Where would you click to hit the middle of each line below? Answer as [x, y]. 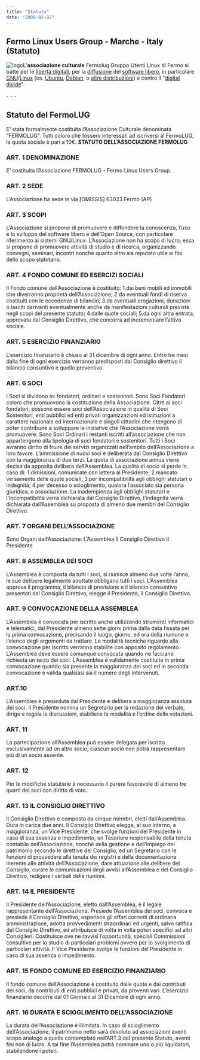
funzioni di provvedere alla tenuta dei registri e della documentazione [91, 856]
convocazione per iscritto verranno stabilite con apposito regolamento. [93, 647]
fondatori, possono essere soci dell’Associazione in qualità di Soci [87, 408]
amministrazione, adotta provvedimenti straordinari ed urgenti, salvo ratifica [99, 923]
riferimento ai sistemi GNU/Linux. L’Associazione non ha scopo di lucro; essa [100, 241]
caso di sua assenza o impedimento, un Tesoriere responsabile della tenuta [99, 838]
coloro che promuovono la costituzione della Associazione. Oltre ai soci [94, 402]
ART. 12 [17, 771]
